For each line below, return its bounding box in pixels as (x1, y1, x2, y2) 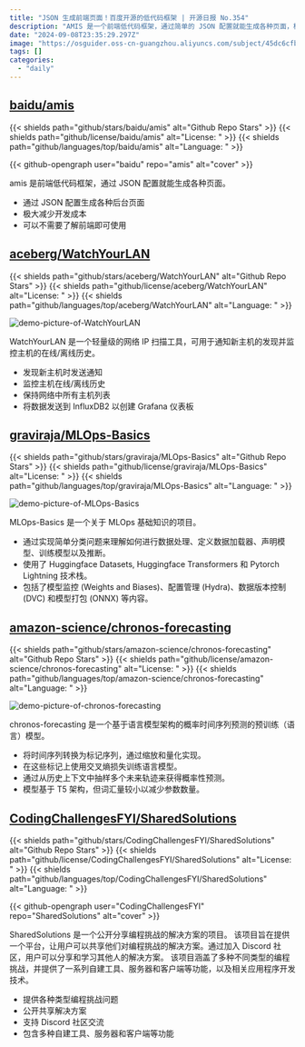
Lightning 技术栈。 (22, 570, 93, 582)
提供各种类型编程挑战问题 (22, 993, 119, 1004)
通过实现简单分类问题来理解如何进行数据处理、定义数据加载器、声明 (22, 536, 278, 547)
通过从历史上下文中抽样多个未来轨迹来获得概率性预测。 (22, 773, 230, 783)
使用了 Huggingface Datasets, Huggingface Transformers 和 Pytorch (22, 559, 280, 570)
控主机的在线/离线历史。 (9, 347, 101, 358)
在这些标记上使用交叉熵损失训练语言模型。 (22, 761, 182, 773)
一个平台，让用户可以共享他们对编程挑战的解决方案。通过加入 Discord (9, 940, 271, 951)
